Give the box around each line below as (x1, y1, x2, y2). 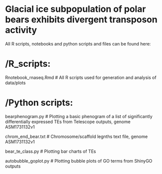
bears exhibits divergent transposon (5, 14, 158, 25)
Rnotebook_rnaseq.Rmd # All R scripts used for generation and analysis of (5, 74, 157, 80)
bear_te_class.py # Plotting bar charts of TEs (5, 148, 96, 154)
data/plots (5, 80, 26, 86)
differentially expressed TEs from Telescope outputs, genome (5, 119, 131, 125)
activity (5, 25, 37, 36)
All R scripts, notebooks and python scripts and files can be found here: (5, 41, 151, 46)
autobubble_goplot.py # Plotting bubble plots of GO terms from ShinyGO (5, 158, 153, 164)
